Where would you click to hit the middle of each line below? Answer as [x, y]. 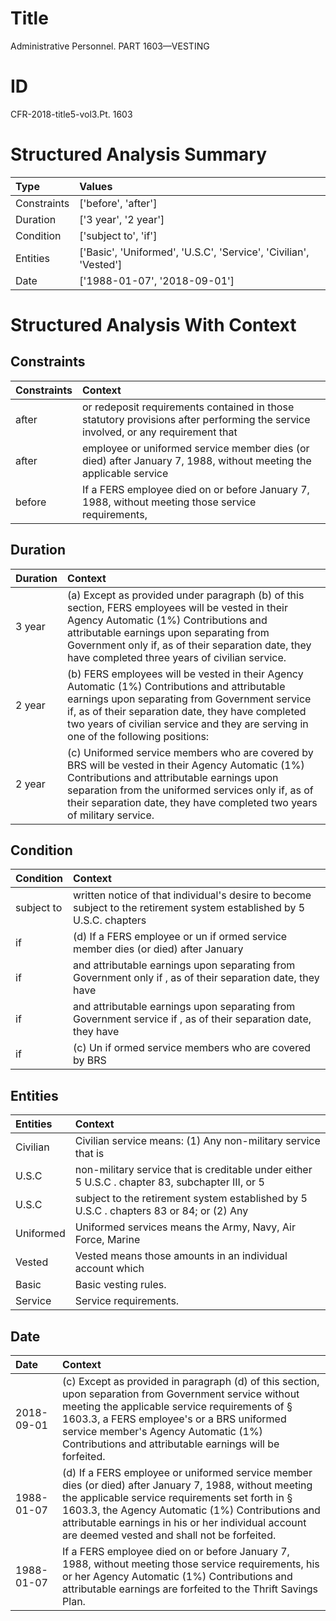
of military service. [111, 815]
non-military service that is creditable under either [193, 1170]
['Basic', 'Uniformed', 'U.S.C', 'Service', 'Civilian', [194, 252]
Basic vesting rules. [120, 1285]
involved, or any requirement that [160, 432]
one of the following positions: [138, 736]
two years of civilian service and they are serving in [188, 724]
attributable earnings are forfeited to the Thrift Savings [190, 1589]
